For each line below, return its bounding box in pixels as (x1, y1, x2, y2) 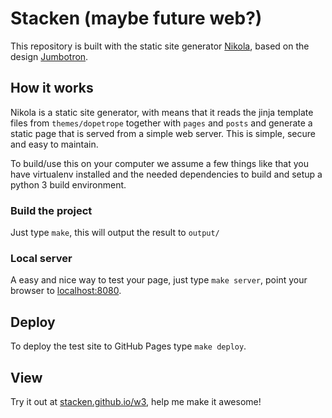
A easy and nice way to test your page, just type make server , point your (10, 274, 308, 286)
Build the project (10, 203, 93, 217)
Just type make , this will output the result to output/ (10, 227, 220, 239)
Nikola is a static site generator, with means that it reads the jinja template (10, 106, 314, 118)
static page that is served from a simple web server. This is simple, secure (10, 127, 317, 139)
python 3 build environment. (10, 178, 127, 191)
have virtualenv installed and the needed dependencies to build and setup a (10, 168, 323, 180)
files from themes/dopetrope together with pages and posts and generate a (10, 117, 313, 129)
